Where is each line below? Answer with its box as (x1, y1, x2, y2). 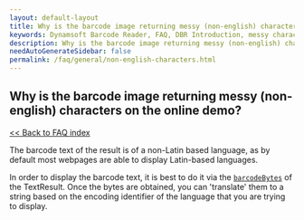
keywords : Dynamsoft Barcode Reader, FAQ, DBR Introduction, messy (9, 30, 270, 39)
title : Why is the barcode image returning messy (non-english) (9, 22, 257, 31)
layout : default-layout (9, 13, 100, 23)
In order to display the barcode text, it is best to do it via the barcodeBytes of (9, 171, 292, 182)
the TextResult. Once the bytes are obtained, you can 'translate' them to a (9, 181, 284, 192)
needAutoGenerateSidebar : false (9, 47, 131, 56)
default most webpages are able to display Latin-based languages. (9, 154, 259, 165)
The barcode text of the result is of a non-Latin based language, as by (9, 144, 271, 155)
